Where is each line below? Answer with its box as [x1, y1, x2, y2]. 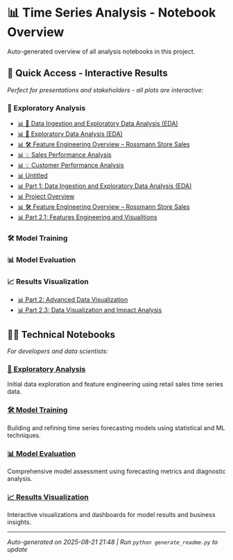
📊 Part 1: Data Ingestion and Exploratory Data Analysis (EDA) [17, 182, 192, 190]
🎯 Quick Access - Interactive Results [7, 67, 169, 79]
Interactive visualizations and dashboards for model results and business [7, 511, 216, 519]
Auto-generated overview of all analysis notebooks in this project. [7, 47, 196, 56]
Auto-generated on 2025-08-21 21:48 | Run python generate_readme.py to [7, 538, 218, 546]
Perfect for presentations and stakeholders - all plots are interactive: [7, 85, 204, 94]
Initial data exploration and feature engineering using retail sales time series [7, 380, 223, 389]
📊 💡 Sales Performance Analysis [17, 151, 112, 159]
